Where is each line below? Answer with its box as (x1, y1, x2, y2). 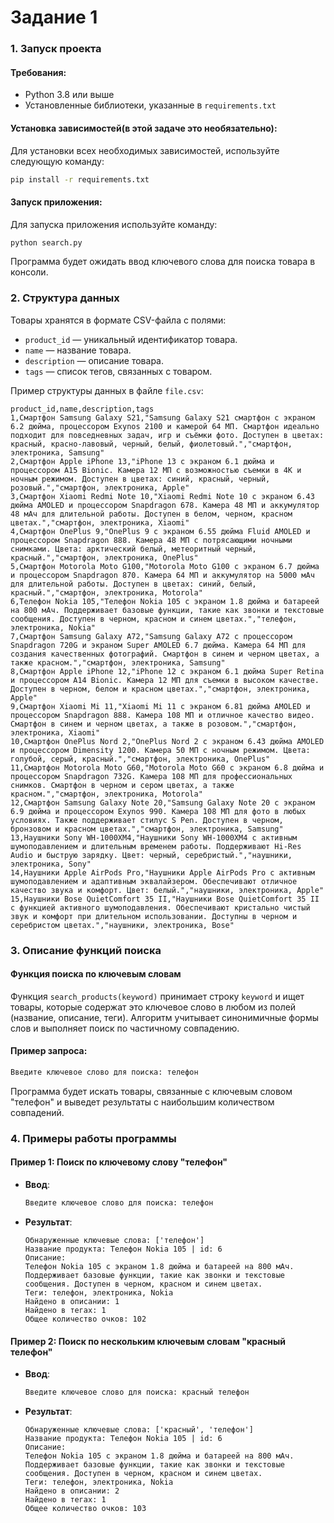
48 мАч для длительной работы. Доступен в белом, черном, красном (10, 509, 293, 519)
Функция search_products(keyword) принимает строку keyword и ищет (10, 990, 305, 1002)
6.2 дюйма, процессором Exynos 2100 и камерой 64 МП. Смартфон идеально (10, 421, 320, 431)
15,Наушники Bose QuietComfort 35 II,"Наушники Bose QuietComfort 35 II (10, 894, 320, 904)
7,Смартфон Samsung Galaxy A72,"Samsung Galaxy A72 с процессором (10, 631, 293, 641)
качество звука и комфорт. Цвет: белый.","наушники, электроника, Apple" (10, 885, 325, 895)
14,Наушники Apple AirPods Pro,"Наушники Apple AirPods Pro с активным (10, 867, 315, 878)
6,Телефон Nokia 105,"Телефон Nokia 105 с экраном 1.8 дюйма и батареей (10, 596, 320, 606)
